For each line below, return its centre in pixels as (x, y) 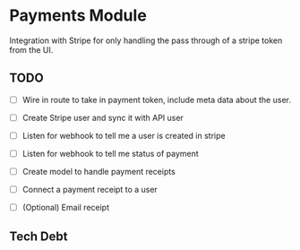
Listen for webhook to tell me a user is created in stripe (124, 135)
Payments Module (78, 16)
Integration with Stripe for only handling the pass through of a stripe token (146, 40)
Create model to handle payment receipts (99, 172)
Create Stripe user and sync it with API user (103, 117)
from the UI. (31, 49)
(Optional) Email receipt (66, 208)
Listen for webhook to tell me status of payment (110, 153)
